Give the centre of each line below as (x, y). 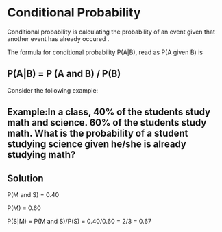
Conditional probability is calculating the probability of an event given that (111, 32)
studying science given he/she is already (97, 144)
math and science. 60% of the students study (107, 123)
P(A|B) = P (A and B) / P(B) (64, 74)
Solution (25, 178)
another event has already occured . (58, 38)
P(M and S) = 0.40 (33, 194)
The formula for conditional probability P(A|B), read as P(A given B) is (105, 52)
